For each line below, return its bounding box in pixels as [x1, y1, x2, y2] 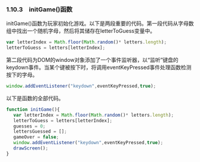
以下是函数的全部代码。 [6, 94, 64, 102]
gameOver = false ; [13, 134, 59, 141]
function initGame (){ [6, 106, 60, 113]
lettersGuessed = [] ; [13, 129, 67, 135]
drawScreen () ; [13, 145, 49, 151]
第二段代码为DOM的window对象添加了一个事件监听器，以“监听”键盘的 [6, 57, 179, 64]
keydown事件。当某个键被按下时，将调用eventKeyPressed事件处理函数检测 [6, 64, 192, 71]
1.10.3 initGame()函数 [6, 5, 73, 13]
